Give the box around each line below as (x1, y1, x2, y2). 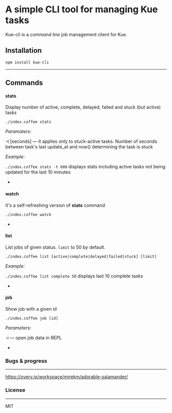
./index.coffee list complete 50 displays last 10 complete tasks (5, 273, 143, 279)
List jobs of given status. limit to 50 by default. (5, 244, 106, 250)
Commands (5, 78, 44, 88)
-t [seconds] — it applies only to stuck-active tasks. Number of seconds (5, 138, 158, 144)
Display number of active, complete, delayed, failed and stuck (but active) (5, 104, 161, 111)
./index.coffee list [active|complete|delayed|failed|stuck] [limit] (5, 254, 157, 259)
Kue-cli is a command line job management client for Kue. (5, 31, 127, 37)
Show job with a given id (5, 306, 57, 312)
